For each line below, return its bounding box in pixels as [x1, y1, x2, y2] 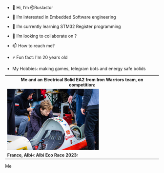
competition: [69, 82, 95, 87]
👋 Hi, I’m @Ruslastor [12, 5, 53, 10]
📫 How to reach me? [12, 43, 55, 48]
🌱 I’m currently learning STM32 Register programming [12, 23, 121, 29]
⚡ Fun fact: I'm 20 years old [12, 54, 68, 60]
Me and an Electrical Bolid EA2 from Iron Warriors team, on [20, 76, 143, 83]
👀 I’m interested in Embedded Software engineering [12, 14, 116, 20]
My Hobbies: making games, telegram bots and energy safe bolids [12, 66, 146, 71]
